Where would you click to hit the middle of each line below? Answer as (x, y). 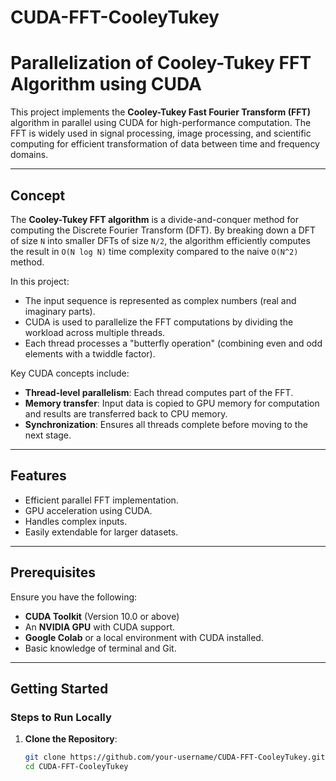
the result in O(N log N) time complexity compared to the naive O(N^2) (154, 251)
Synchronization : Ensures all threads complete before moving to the (166, 424)
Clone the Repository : (71, 739)
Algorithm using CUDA (106, 84)
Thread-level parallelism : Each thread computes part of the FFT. (159, 392)
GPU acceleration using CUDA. (88, 510)
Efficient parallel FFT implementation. (101, 500)
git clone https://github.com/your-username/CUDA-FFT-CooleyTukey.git (175, 757)
